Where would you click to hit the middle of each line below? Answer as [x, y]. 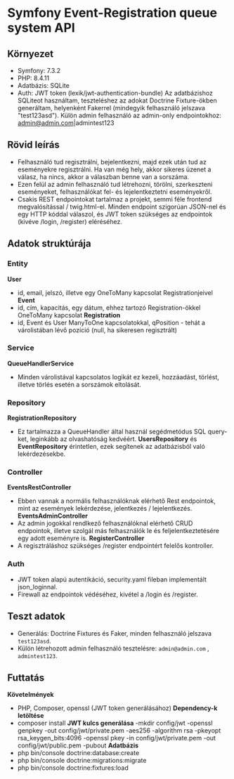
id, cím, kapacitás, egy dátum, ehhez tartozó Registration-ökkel [109, 308]
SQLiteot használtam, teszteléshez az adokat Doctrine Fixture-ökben [117, 100]
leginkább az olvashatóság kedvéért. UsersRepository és [113, 439]
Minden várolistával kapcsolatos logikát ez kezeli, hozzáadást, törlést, [118, 377]
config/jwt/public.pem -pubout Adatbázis [78, 745]
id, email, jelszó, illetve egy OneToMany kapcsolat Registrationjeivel [115, 292]
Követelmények [31, 695]
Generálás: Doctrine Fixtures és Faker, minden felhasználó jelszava [115, 633]
